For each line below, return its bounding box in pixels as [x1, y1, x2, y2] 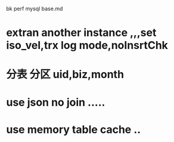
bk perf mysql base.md [6, 5, 63, 12]
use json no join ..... [6, 95, 105, 109]
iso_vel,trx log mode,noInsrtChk [6, 39, 169, 53]
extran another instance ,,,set [6, 26, 157, 39]
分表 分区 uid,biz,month [6, 68, 124, 81]
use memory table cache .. [6, 122, 141, 136]
